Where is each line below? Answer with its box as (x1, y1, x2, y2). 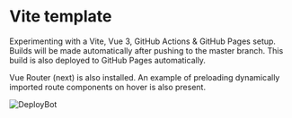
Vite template (9, 6, 112, 27)
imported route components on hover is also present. (9, 81, 207, 92)
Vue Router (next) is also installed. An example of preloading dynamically (9, 72, 280, 82)
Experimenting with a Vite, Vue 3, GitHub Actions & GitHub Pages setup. (9, 36, 277, 46)
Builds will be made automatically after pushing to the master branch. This (9, 45, 284, 55)
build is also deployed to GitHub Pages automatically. (9, 55, 207, 65)
